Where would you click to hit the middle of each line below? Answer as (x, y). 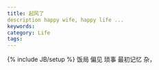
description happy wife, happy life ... (66, 20)
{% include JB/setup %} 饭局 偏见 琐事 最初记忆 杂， (82, 60)
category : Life (29, 33)
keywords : (21, 26)
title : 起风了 (26, 13)
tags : (15, 39)
